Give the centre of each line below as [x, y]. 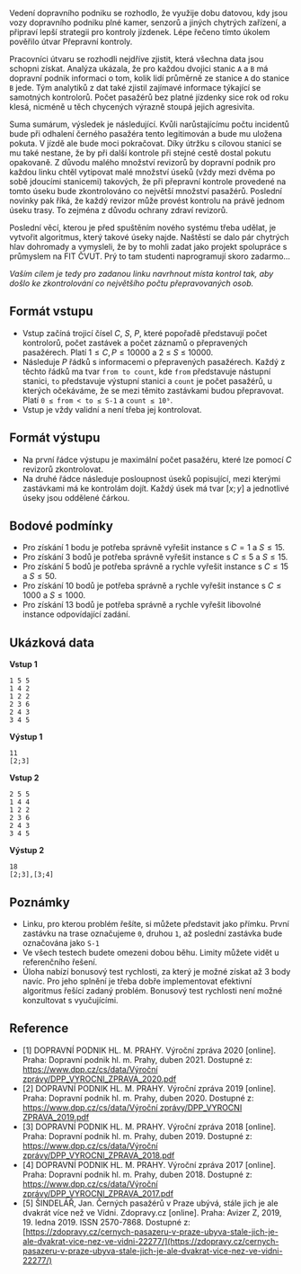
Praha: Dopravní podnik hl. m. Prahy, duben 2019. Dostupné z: [137, 1136]
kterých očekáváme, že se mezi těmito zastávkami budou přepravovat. [153, 390]
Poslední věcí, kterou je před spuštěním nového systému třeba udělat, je [143, 227]
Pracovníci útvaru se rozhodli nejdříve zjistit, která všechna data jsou [137, 59]
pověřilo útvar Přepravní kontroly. [71, 41]
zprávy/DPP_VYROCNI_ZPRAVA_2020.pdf [99, 1079]
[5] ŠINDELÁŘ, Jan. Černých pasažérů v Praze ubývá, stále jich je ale [150, 1203]
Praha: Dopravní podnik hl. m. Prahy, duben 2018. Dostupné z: [137, 1174]
